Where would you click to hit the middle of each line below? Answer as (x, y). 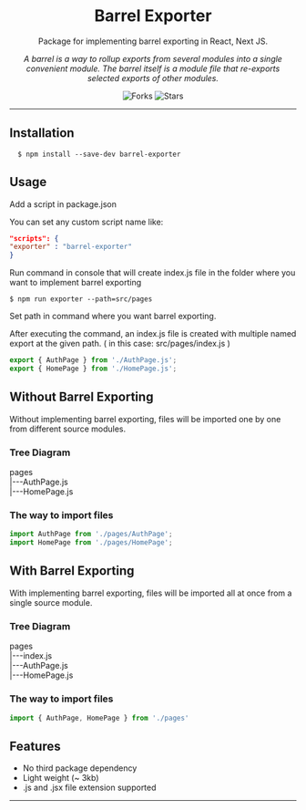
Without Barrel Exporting (82, 397)
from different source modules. (68, 429)
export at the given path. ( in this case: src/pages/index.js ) (120, 344)
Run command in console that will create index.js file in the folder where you (153, 273)
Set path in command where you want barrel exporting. (113, 317)
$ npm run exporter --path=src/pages (81, 299)
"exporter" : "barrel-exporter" (71, 247)
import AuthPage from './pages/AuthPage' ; (91, 535)
